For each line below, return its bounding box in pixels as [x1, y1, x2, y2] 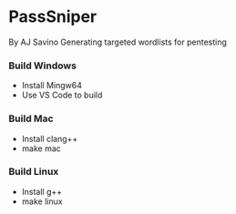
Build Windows [8, 59, 77, 72]
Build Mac [8, 112, 54, 125]
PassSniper [8, 6, 97, 27]
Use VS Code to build [21, 89, 103, 101]
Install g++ [21, 186, 63, 197]
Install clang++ [21, 133, 78, 144]
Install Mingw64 [21, 80, 83, 91]
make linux [21, 196, 63, 207]
